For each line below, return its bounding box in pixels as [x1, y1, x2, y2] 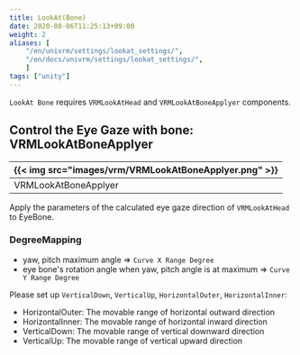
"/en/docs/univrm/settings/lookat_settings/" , [25, 55, 204, 64]
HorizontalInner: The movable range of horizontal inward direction [22, 316, 268, 327]
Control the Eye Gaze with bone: [9, 123, 194, 138]
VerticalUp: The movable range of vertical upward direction [22, 335, 243, 346]
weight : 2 [9, 30, 47, 39]
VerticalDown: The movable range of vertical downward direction [22, 325, 265, 336]
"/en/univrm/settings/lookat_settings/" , [25, 47, 183, 56]
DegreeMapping [9, 233, 82, 246]
